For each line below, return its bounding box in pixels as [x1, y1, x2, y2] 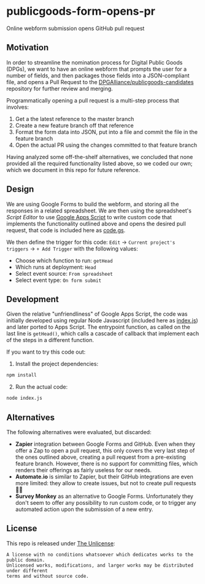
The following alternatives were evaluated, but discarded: [6, 428, 152, 435]
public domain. [6, 557, 45, 563]
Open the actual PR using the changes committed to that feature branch [15, 141, 198, 149]
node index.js [6, 395, 43, 402]
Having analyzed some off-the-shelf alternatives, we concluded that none [6, 153, 193, 160]
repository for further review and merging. [6, 85, 114, 92]
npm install [6, 372, 37, 378]
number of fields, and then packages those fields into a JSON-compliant [6, 72, 190, 79]
